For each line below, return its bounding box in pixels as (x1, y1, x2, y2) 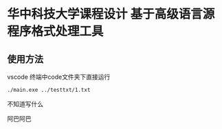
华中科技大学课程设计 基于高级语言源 (7, 6, 215, 22)
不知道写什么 (7, 99, 43, 108)
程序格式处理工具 (7, 23, 104, 39)
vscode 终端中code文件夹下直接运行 (7, 73, 111, 81)
